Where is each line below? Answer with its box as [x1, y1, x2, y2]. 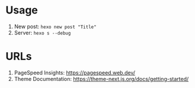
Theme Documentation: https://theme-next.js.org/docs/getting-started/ [14, 75, 189, 82]
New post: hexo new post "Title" [14, 23, 97, 30]
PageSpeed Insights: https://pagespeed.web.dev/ [14, 69, 136, 76]
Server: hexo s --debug [14, 29, 71, 36]
